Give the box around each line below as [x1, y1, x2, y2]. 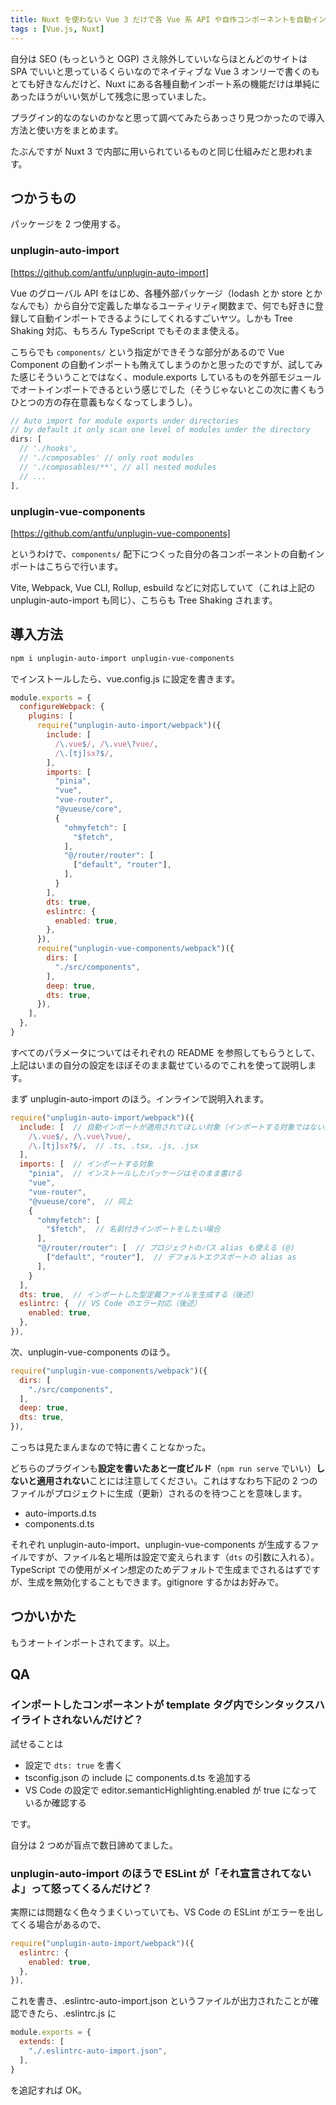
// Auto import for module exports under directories [10, 416, 240, 426]
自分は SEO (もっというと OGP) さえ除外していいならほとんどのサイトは [10, 52, 308, 65]
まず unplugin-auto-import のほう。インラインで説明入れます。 [10, 1092, 270, 1105]
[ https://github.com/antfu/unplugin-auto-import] [10, 266, 210, 278]
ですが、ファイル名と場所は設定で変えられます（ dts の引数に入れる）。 [27, 1551, 320, 1563]
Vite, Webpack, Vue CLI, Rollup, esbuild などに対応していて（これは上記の [10, 581, 316, 593]
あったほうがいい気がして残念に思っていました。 [10, 90, 212, 102]
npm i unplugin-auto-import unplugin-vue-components [10, 653, 235, 663]
